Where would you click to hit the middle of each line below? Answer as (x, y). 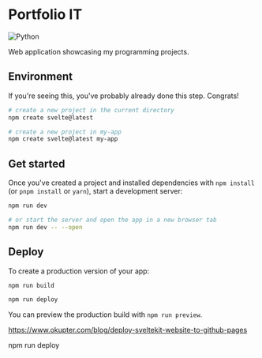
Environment (41, 77)
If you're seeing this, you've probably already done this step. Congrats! (124, 96)
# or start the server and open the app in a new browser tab (112, 220)
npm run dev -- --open (45, 227)
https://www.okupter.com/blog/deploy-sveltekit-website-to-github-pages (128, 330)
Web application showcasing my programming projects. (99, 51)
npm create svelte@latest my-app (63, 139)
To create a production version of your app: (79, 271)
